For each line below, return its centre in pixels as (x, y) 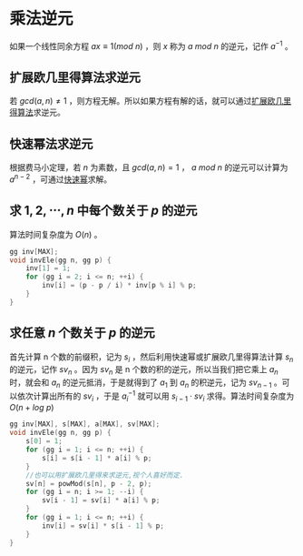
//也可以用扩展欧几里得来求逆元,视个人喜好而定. (105, 475)
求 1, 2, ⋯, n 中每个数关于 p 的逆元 (103, 211)
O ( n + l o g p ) (32, 408)
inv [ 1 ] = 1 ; (48, 268)
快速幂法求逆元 (51, 143)
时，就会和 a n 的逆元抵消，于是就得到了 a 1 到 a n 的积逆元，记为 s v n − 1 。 (146, 384)
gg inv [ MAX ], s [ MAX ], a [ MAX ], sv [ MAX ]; (85, 424)
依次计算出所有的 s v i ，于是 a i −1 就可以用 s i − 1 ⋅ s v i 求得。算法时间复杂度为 (156, 396)
